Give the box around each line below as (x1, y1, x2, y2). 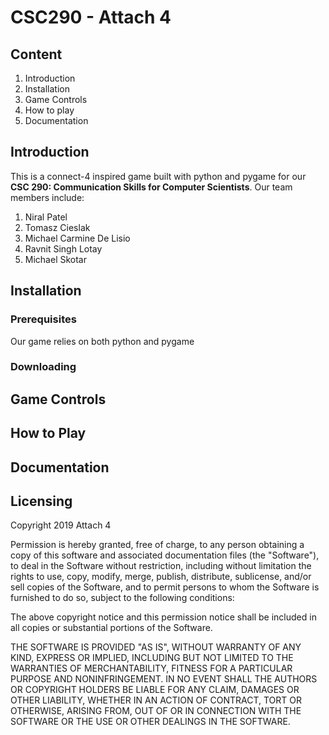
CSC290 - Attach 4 (10, 6, 172, 29)
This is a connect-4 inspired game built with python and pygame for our (10, 170, 307, 182)
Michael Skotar (24, 253, 87, 265)
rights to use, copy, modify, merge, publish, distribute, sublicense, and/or (10, 571, 312, 583)
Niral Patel (24, 211, 68, 223)
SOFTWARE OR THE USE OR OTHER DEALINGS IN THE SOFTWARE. (10, 716, 291, 728)
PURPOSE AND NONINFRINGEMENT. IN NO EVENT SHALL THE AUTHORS (10, 673, 318, 685)
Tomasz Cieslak (24, 221, 91, 233)
